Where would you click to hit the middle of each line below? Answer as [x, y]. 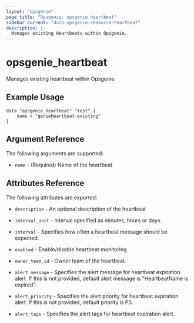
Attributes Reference [45, 183]
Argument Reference [45, 139]
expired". [26, 284]
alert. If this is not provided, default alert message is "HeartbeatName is [101, 278]
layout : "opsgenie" [30, 11]
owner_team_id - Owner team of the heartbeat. [70, 261]
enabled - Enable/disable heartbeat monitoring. [71, 249]
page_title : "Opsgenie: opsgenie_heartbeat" [61, 17]
